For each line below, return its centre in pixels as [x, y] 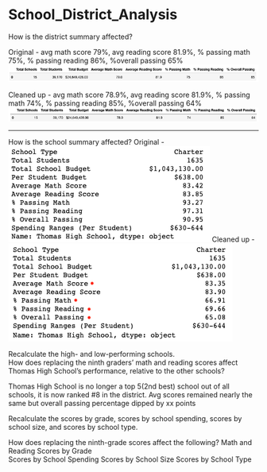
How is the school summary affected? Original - [86, 142]
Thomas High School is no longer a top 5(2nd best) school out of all [119, 386]
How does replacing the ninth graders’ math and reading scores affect [123, 362]
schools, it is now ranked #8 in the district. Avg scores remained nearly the [130, 395]
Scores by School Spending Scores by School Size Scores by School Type [130, 459]
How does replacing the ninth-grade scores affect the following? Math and [130, 443]
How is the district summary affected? [70, 37]
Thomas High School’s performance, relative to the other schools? [116, 371]
